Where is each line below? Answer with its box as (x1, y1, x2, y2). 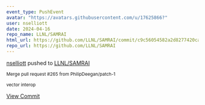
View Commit (6, 92, 40, 100)
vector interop (6, 81, 36, 88)
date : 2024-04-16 (6, 25, 51, 32)
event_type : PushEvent (6, 8, 64, 15)
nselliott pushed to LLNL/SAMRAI (6, 59, 90, 67)
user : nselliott (6, 20, 48, 26)
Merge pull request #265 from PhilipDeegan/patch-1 (6, 71, 116, 77)
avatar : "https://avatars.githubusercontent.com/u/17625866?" (6, 15, 168, 21)
